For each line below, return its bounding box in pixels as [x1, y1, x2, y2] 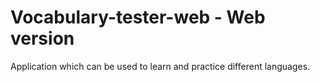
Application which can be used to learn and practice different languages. [10, 60, 311, 72]
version [10, 27, 75, 50]
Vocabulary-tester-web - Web [10, 6, 266, 29]
